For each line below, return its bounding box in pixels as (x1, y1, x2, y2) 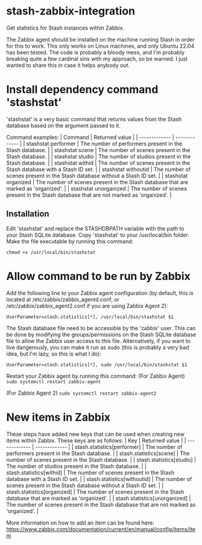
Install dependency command (6, 83, 159, 97)
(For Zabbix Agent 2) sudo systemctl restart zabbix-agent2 (6, 389, 157, 397)
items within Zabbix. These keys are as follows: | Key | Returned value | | (6, 436, 186, 444)
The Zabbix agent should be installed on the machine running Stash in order (6, 36, 195, 43)
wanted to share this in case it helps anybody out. (6, 62, 130, 69)
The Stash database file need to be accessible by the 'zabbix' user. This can (6, 324, 196, 331)
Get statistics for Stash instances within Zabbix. (6, 24, 125, 31)
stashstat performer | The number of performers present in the (26, 140, 183, 147)
